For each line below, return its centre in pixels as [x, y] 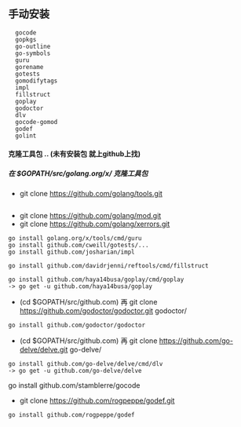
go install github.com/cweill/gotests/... [79, 246]
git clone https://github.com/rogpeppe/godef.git [97, 401]
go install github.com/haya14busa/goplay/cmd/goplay [96, 280]
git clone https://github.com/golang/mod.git [90, 216]
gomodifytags [37, 81]
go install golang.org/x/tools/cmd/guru [75, 239]
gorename [29, 67]
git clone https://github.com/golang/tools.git [91, 194]
